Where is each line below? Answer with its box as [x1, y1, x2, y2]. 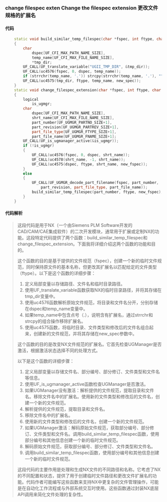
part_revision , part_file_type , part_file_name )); [40, 185, 148, 190]
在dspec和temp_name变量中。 [24, 306, 88, 312]
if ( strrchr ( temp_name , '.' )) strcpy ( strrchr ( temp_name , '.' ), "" [23, 74, 164, 79]
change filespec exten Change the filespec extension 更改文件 [5, 4, 158, 11]
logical [23, 97, 39, 102]
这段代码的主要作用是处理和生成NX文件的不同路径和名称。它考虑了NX [17, 466, 161, 472]
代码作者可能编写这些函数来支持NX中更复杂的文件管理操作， [26, 479, 150, 485]
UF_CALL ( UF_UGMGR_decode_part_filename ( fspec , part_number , [31, 180, 159, 185]
